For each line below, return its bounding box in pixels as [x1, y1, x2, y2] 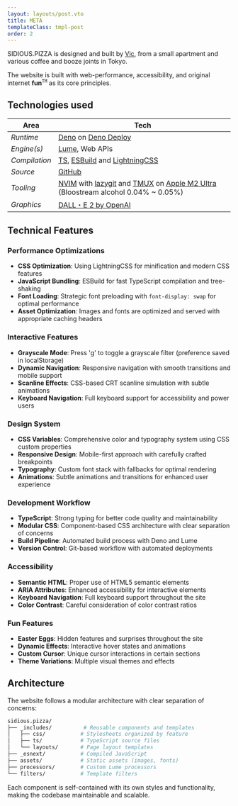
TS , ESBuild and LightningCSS [57, 155, 159, 165]
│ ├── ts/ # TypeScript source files [7, 737, 160, 744]
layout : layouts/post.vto [7, 10, 84, 18]
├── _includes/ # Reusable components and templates [7, 724, 195, 731]
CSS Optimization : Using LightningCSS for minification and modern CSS [17, 262, 230, 270]
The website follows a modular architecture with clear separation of [7, 696, 205, 705]
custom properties [17, 442, 72, 451]
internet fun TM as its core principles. [7, 79, 112, 87]
